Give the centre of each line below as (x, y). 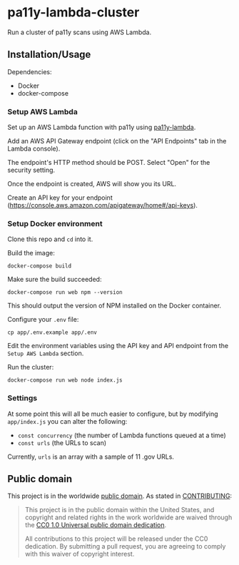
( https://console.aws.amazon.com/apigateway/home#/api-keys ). (103, 205)
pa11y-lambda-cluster (73, 12)
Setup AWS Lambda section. (46, 353)
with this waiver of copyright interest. (80, 554)
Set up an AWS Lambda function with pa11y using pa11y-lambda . (102, 127)
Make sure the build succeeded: (55, 280)
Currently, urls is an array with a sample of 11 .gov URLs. (91, 457)
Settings (22, 398)
